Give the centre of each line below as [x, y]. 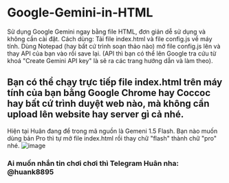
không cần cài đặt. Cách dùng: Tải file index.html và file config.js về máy [110, 38]
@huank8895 [31, 171]
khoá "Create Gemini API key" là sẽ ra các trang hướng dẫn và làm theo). [110, 60]
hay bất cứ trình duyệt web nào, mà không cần [108, 104]
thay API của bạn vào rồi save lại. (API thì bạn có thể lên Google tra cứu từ [112, 53]
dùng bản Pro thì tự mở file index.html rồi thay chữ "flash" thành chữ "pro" [112, 138]
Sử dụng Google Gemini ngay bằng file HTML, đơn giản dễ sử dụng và [107, 32]
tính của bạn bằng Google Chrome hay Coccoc [109, 93]
